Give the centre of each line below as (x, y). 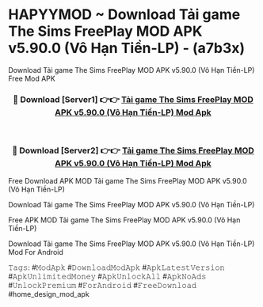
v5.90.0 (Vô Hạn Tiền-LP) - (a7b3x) (127, 48)
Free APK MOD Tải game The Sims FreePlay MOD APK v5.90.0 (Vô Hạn (124, 220)
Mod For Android (36, 252)
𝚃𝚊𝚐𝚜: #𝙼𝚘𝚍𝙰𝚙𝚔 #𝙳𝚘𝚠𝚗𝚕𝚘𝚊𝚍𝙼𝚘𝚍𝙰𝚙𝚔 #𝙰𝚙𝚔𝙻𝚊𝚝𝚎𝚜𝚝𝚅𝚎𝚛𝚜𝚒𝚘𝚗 (117, 267)
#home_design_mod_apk (49, 294)
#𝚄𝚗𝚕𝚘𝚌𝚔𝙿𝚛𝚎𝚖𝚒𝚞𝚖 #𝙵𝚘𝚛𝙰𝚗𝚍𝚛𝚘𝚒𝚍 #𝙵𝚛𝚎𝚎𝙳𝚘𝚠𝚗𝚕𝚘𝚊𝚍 (102, 285)
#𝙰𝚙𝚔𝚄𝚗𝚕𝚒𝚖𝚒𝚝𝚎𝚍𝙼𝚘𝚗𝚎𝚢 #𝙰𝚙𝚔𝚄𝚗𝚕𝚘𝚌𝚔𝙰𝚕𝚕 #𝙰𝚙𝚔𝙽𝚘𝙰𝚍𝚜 (107, 276)
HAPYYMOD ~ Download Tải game (124, 15)
